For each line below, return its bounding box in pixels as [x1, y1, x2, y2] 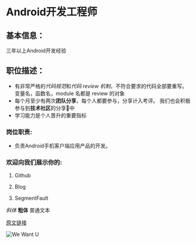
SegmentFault [14, 194, 49, 202]
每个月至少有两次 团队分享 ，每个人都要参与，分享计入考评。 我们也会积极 [14, 97, 191, 104]
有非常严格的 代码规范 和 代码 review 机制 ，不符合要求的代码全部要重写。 [14, 83, 188, 90]
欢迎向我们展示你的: [6, 159, 63, 167]
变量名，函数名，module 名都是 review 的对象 [14, 90, 125, 97]
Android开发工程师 [6, 5, 98, 19]
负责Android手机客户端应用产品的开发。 [14, 142, 111, 149]
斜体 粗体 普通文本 [6, 207, 50, 214]
